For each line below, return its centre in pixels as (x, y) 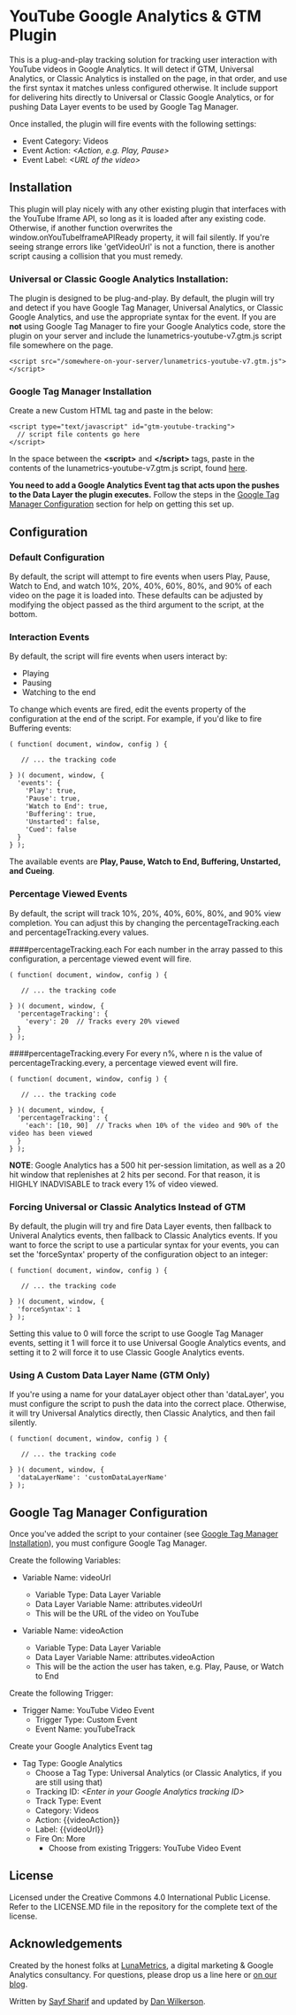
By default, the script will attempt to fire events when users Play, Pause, (140, 576)
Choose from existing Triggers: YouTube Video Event (144, 1849)
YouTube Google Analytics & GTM (136, 16)
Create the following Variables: (65, 1561)
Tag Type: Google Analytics (72, 1764)
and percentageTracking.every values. (79, 932)
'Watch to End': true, (67, 807)
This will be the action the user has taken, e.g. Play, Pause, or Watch (159, 1667)
